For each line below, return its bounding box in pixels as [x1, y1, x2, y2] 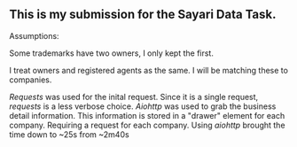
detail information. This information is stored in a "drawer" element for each [9, 110, 285, 120]
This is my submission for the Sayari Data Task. [9, 7, 277, 22]
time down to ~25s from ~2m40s [9, 128, 130, 140]
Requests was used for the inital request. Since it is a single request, [9, 91, 259, 102]
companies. [9, 74, 52, 85]
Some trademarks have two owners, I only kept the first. [9, 48, 215, 58]
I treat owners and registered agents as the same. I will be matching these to [9, 65, 288, 75]
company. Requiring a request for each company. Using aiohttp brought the [9, 120, 285, 130]
